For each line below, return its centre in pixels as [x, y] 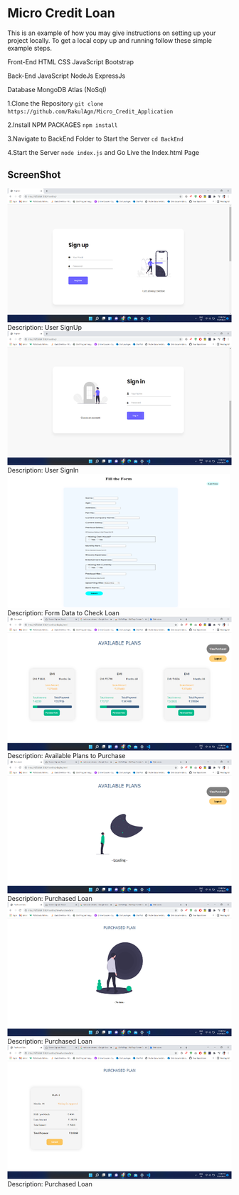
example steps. [30, 48]
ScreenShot [34, 175]
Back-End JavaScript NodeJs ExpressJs [67, 76]
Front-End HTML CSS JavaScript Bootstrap [70, 61]
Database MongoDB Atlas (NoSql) [57, 89]
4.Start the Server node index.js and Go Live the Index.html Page [103, 152]
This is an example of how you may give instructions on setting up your [112, 33]
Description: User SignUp [45, 327]
